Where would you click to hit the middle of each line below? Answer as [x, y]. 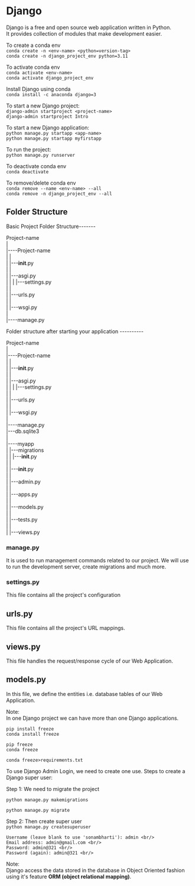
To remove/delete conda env [41, 183]
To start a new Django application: [48, 127]
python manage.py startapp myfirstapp [54, 138]
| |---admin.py [24, 482]
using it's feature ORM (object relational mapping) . [69, 876]
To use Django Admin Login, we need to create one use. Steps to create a [96, 771]
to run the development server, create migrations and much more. [86, 567]
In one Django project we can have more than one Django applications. [92, 718]
